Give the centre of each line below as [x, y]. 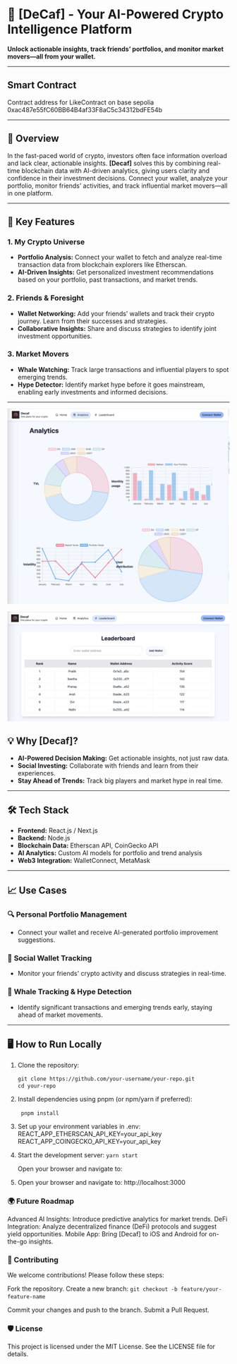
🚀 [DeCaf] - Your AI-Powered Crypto [116, 14]
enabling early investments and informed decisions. [92, 392]
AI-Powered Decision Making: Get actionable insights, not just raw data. [123, 758]
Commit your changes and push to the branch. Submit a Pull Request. [108, 1310]
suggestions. [36, 940]
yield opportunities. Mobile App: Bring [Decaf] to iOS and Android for [108, 1233]
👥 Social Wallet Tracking [50, 958]
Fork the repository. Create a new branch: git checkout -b [92, 1289]
